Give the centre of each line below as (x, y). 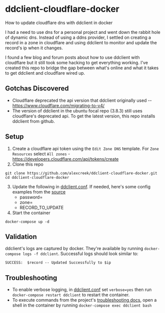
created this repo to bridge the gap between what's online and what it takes (82, 68)
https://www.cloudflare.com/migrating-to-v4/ (58, 105)
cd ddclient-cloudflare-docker (37, 177)
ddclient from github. (33, 121)
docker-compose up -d (27, 222)
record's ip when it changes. (34, 48)
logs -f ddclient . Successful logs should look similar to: (81, 254)
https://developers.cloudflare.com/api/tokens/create (66, 159)
